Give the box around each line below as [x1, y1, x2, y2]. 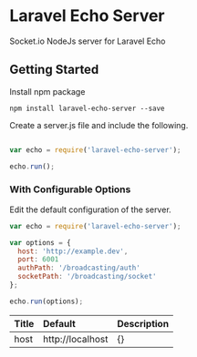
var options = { [9, 238, 71, 247]
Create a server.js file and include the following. [9, 119, 189, 130]
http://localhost [42, 332, 109, 345]
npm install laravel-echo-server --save [9, 104, 166, 113]
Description [117, 317, 170, 330]
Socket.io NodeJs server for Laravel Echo [9, 36, 166, 46]
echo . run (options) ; [9, 297, 84, 306]
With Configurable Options [9, 183, 131, 196]
